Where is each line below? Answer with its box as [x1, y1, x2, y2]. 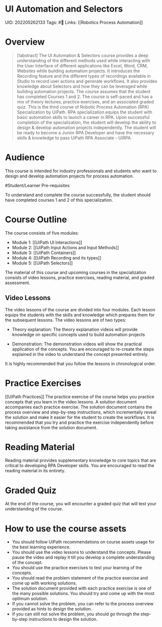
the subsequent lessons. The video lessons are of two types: [5, 317, 127, 323]
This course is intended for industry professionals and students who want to [5, 168, 157, 174]
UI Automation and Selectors [5, 3, 123, 15]
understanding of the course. [5, 506, 63, 512]
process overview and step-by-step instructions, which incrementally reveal [5, 409, 157, 415]
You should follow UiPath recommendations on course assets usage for [12, 539, 155, 545]
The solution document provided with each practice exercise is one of [12, 585, 152, 591]
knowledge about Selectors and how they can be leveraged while [16, 83, 147, 89]
